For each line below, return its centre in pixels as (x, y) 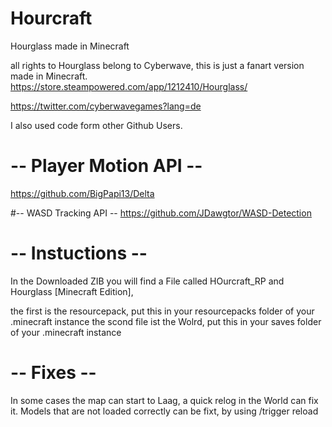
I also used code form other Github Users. (96, 125)
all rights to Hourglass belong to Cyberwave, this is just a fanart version (157, 65)
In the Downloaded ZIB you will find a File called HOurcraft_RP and (147, 281)
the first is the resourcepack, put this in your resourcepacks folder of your (162, 311)
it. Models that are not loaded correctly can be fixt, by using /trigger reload (164, 411)
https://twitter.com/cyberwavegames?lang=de (106, 106)
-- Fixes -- (53, 373)
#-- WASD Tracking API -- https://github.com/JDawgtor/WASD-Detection (161, 213)
